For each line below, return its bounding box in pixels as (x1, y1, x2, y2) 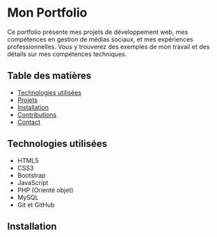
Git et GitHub (17, 200, 55, 209)
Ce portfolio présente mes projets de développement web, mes (7, 28, 188, 36)
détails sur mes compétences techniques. (7, 50, 127, 58)
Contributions (17, 110, 57, 119)
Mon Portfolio (7, 5, 88, 21)
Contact (17, 118, 40, 126)
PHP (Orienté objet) (17, 186, 74, 194)
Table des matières (7, 70, 92, 82)
